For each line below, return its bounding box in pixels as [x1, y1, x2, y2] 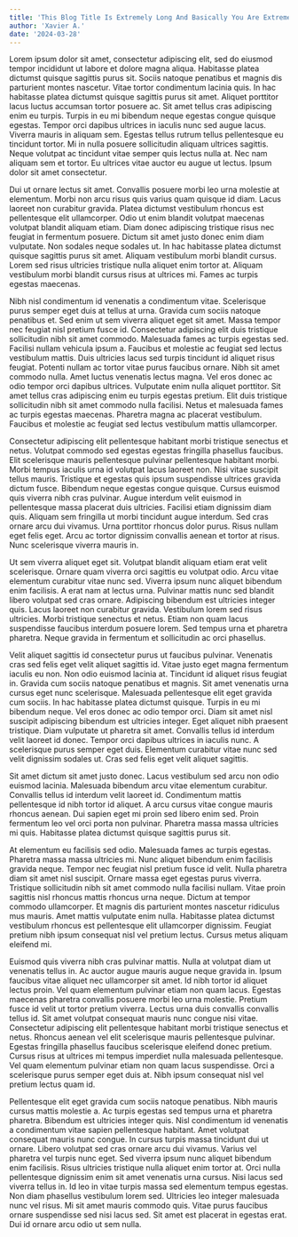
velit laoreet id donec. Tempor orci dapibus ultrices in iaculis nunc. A [9, 735, 260, 746]
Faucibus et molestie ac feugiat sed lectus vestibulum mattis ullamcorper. [9, 419, 278, 429]
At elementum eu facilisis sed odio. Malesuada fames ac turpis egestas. [9, 845, 271, 856]
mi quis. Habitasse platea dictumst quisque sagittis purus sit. [9, 827, 231, 838]
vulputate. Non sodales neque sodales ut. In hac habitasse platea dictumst [9, 241, 281, 251]
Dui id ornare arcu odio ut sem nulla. [9, 1219, 142, 1230]
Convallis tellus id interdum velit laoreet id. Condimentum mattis [9, 790, 242, 801]
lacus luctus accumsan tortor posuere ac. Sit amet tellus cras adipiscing [9, 101, 272, 112]
